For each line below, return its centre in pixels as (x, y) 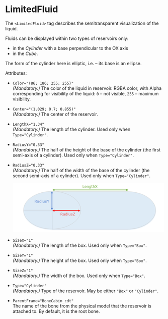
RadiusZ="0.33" (28, 165)
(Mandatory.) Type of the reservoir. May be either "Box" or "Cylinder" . (85, 291)
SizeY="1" (23, 255)
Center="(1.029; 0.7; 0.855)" (44, 109)
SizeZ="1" (23, 271)
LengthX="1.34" (28, 124)
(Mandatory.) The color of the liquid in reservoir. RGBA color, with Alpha (87, 88)
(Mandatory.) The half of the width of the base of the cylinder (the (81, 170)
